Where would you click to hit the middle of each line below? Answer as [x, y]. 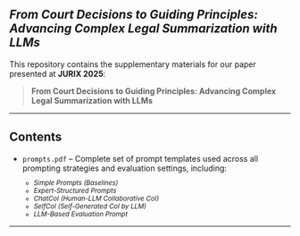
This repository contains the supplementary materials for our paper [133, 64]
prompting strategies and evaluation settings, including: [125, 168]
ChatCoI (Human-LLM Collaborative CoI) [96, 199]
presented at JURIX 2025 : [58, 73]
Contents [36, 137]
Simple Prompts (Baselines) [76, 183]
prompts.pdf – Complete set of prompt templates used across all [140, 158]
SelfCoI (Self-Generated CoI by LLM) [90, 206]
